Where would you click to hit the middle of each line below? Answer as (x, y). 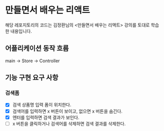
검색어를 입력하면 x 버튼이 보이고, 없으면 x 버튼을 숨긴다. (67, 111)
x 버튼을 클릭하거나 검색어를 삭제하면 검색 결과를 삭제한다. (69, 124)
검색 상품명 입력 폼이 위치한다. (42, 105)
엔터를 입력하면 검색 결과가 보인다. (46, 117)
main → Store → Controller (32, 61)
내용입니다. (21, 31)
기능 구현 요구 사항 (32, 78)
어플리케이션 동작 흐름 (37, 49)
